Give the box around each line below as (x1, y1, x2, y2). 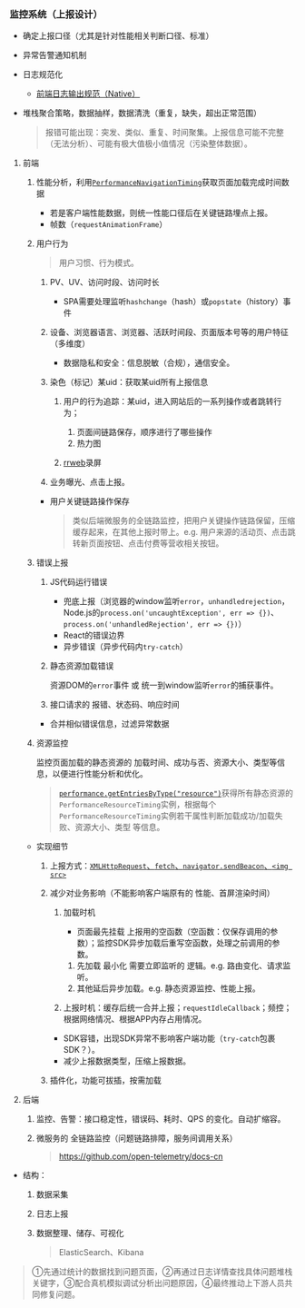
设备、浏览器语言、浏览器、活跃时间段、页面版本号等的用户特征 (49, 327, 289, 338)
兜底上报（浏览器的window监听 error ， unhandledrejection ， (63, 596, 290, 607)
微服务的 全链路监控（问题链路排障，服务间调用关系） (35, 1133, 238, 1144)
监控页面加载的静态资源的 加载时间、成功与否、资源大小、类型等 (35, 757, 278, 768)
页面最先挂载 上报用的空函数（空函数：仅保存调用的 (76, 926, 271, 937)
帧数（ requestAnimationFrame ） (49, 219, 168, 230)
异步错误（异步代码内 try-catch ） (63, 641, 188, 652)
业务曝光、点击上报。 (49, 477, 130, 488)
